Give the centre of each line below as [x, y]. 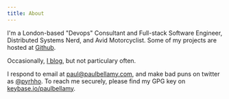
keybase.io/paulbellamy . [41, 88]
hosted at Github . [32, 47]
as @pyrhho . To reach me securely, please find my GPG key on [96, 81]
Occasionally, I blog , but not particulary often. [72, 60]
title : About [26, 13]
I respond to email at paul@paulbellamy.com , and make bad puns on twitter [114, 74]
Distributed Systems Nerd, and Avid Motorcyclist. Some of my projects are [112, 40]
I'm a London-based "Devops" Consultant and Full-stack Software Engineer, [115, 33]
